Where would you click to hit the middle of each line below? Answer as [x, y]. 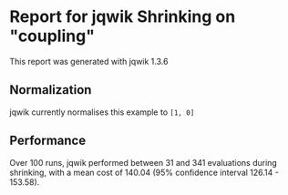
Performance [48, 141]
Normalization [51, 90]
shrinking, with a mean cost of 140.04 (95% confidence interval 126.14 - [144, 172]
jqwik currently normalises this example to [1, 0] [102, 112]
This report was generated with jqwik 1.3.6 [89, 61]
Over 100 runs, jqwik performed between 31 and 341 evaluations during [144, 162]
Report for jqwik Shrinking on [123, 17]
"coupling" [52, 36]
